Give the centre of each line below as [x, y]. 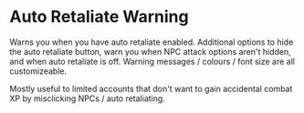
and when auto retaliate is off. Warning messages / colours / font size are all [152, 61]
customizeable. [38, 71]
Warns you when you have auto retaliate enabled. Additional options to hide [152, 42]
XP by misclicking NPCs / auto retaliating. [88, 98]
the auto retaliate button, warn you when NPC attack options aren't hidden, [151, 51]
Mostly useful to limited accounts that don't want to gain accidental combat [151, 88]
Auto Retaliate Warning [99, 17]
